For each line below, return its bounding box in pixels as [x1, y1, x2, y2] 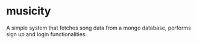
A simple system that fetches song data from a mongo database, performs [6, 24, 192, 31]
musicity [6, 4, 51, 18]
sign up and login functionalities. [6, 30, 87, 37]
